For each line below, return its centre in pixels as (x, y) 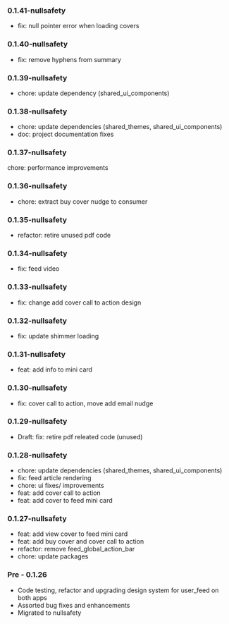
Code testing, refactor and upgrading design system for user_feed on (118, 590)
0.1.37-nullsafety (37, 152)
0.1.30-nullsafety (37, 388)
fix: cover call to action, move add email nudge (85, 403)
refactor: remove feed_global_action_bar (76, 549)
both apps (32, 597)
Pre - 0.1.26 (27, 575)
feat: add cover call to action (59, 493)
